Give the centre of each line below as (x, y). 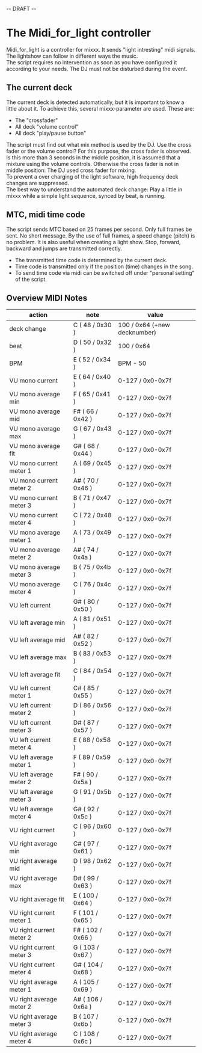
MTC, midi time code (46, 215)
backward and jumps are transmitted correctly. (64, 248)
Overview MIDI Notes (47, 298)
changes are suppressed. (38, 183)
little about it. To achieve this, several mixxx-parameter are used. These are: (100, 108)
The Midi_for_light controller (79, 33)
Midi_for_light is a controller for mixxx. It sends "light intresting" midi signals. (101, 49)
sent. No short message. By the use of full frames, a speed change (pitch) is (101, 235)
